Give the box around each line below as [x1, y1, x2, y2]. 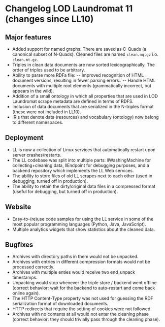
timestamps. [12, 274, 38, 281]
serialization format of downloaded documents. [12, 301, 109, 307]
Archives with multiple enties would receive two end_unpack [12, 269, 135, 275]
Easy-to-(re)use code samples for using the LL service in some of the [12, 216, 154, 222]
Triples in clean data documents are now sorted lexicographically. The [12, 62, 155, 67]
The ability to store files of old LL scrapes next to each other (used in [12, 173, 153, 179]
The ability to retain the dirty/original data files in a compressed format [12, 183, 156, 189]
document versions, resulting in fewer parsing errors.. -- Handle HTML [12, 77, 156, 83]
